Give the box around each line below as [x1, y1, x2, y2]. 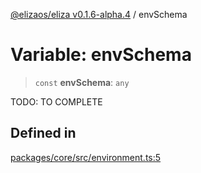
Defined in [10, 125, 77, 142]
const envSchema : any [34, 76, 130, 88]
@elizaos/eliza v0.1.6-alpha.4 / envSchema [10, 9, 188, 20]
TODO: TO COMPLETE [10, 95, 103, 108]
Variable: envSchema [10, 44, 192, 66]
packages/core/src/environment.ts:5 [10, 151, 162, 163]
